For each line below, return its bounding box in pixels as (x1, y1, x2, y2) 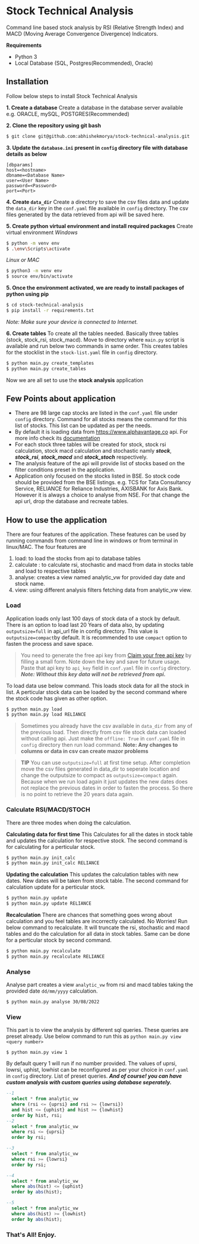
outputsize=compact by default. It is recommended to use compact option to (6, 634, 187, 641)
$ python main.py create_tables (6, 365, 86, 372)
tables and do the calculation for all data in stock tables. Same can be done (6, 930, 190, 937)
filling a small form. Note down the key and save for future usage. (20, 658, 181, 665)
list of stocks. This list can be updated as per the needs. (14, 422, 152, 429)
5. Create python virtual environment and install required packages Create (6, 222, 193, 229)
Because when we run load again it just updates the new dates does (20, 778, 188, 785)
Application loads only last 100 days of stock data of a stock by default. (6, 615, 181, 622)
